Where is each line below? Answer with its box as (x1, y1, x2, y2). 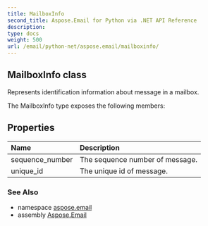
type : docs (7, 30, 39, 37)
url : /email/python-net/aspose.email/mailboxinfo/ (7, 43, 159, 50)
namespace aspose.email (17, 203, 92, 211)
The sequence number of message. (80, 154, 198, 164)
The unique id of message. (80, 166, 168, 176)
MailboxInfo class (7, 69, 87, 81)
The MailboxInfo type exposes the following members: (7, 101, 166, 110)
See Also (7, 187, 39, 197)
